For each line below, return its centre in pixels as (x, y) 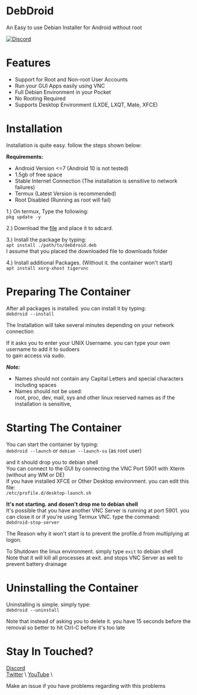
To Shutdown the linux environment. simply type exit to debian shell (90, 551)
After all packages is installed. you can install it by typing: (76, 308)
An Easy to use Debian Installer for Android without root (74, 27)
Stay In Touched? (50, 651)
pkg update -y (24, 217)
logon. (14, 540)
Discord (16, 668)
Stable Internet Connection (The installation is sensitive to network (96, 181)
